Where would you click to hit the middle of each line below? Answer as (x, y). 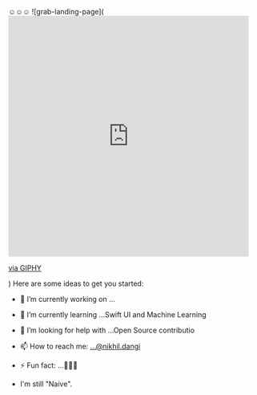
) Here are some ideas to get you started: (76, 283)
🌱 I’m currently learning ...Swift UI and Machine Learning (113, 315)
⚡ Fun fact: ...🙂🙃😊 (49, 365)
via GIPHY (25, 268)
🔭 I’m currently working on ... (67, 299)
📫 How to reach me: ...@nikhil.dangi (80, 346)
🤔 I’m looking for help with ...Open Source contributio (107, 330)
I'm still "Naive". (46, 384)
